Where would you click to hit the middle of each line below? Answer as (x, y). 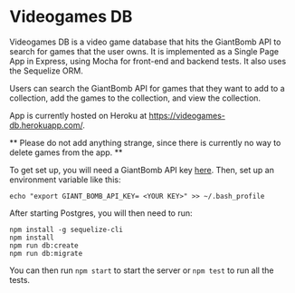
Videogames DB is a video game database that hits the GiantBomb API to (145, 42)
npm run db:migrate (46, 253)
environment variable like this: (65, 180)
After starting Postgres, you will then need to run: (101, 213)
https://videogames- (187, 115)
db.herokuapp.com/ (46, 125)
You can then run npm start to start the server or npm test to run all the (142, 270)
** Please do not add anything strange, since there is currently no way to (145, 142)
